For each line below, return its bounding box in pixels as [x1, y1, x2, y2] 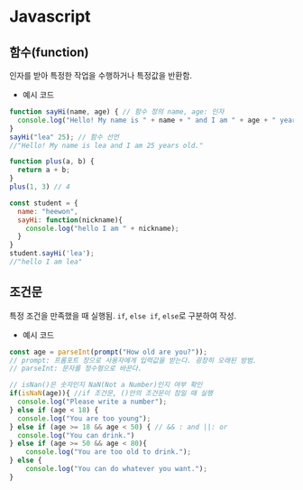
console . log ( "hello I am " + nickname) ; [25, 224, 179, 233]
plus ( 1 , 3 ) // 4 [9, 182, 70, 191]
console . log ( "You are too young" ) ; [17, 413, 151, 423]
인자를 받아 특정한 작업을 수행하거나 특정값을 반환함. [9, 70, 192, 80]
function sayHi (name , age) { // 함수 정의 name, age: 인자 [9, 107, 225, 116]
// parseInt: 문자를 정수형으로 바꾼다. [9, 364, 142, 374]
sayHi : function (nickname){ [17, 215, 124, 225]
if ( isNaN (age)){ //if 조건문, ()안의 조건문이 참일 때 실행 [9, 389, 214, 398]
